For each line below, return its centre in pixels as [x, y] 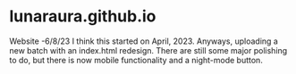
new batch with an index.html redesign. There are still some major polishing [148, 50]
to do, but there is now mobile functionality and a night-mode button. [136, 60]
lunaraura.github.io [83, 16]
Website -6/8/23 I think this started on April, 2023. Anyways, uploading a [144, 41]
